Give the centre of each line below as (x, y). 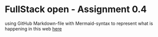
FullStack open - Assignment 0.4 (76, 9)
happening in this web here (33, 28)
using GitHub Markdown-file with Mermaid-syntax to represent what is (79, 23)
